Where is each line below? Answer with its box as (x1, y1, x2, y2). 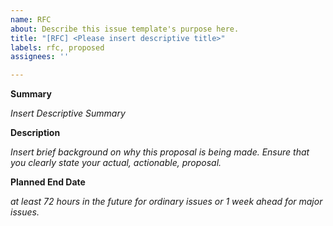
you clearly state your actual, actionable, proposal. (10, 157, 222, 169)
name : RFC (10, 14, 52, 25)
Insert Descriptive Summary (10, 107, 126, 120)
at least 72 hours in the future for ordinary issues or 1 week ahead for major (10, 196, 323, 208)
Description (10, 127, 61, 139)
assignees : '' (10, 52, 70, 62)
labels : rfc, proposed (10, 42, 105, 53)
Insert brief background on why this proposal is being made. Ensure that (10, 146, 310, 158)
